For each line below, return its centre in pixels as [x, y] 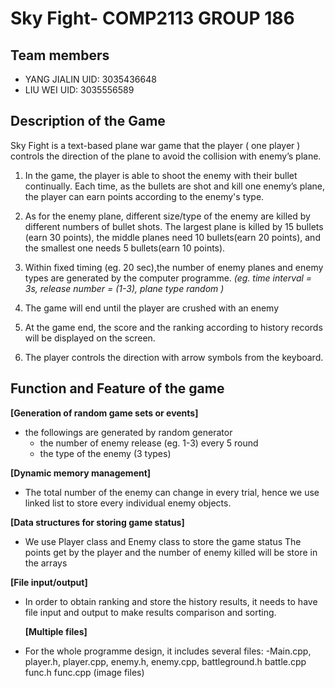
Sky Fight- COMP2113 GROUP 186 [152, 18]
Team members [60, 55]
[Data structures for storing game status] [97, 522]
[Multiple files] [56, 631]
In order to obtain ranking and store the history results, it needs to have [171, 601]
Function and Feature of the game [117, 388]
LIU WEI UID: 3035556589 [79, 90]
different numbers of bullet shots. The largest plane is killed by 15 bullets [174, 226]
